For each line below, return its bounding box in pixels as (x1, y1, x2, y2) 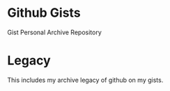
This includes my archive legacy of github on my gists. (7, 76, 164, 84)
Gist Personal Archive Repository (7, 28, 102, 36)
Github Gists (7, 5, 82, 21)
